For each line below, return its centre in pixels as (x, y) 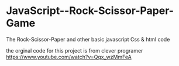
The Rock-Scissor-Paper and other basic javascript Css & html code (88, 39)
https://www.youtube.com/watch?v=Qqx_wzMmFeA (69, 57)
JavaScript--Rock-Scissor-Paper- (90, 11)
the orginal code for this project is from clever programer (75, 50)
